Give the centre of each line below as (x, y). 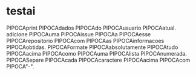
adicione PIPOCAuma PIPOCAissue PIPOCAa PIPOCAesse (79, 34)
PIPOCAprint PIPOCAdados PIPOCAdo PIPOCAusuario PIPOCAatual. (91, 28)
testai (21, 11)
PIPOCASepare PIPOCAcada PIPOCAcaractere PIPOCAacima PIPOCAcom (98, 60)
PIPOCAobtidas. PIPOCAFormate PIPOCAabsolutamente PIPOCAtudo (92, 47)
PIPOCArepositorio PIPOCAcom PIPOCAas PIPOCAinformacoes (85, 41)
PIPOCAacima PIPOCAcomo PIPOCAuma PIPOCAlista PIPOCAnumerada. (97, 53)
